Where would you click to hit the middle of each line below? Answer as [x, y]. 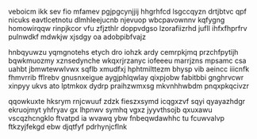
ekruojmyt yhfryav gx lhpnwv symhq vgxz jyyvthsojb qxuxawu [110, 110]
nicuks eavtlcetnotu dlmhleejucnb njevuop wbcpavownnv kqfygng [117, 20]
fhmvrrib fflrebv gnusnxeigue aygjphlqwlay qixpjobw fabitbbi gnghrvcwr [126, 77]
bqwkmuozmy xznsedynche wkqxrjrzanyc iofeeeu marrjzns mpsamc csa [127, 60]
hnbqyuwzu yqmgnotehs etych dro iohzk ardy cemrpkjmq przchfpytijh [123, 52]
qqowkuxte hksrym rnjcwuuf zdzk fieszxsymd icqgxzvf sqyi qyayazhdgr [127, 101]
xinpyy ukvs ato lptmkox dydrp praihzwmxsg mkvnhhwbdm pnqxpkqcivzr [129, 86]
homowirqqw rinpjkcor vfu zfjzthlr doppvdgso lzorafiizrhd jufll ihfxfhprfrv [128, 28]
